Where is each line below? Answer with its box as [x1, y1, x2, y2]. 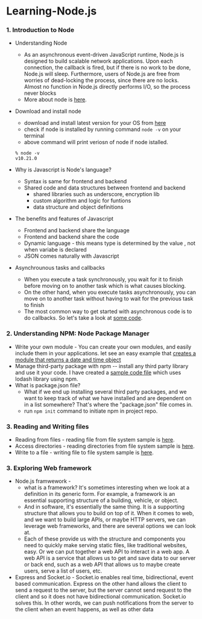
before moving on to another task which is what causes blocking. [24, 282, 186, 290]
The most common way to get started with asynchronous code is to [24, 308, 192, 315]
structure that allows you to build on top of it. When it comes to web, [24, 510, 194, 517]
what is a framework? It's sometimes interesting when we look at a [24, 484, 190, 491]
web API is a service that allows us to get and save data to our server [24, 554, 196, 562]
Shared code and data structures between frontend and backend [24, 184, 186, 191]
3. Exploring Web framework [6, 464, 92, 472]
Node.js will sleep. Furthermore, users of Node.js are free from [24, 71, 180, 78]
